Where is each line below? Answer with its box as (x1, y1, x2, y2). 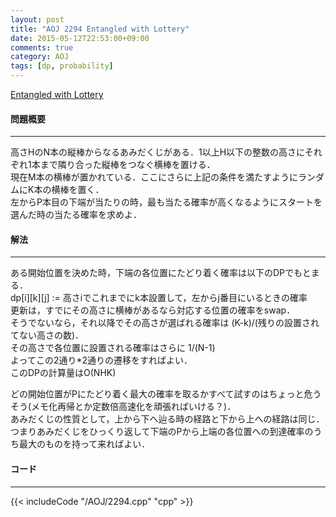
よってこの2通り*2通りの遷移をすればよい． (10, 354, 193, 366)
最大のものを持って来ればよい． (18, 438, 151, 450)
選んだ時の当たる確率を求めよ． (10, 209, 142, 221)
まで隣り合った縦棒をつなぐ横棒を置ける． (39, 159, 216, 171)
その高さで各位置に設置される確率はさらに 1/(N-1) (10, 342, 216, 354)
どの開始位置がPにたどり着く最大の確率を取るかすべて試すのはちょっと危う (10, 388, 322, 400)
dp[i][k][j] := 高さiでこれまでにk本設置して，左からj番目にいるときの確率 (10, 292, 308, 304)
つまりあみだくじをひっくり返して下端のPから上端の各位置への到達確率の (10, 426, 314, 438)
